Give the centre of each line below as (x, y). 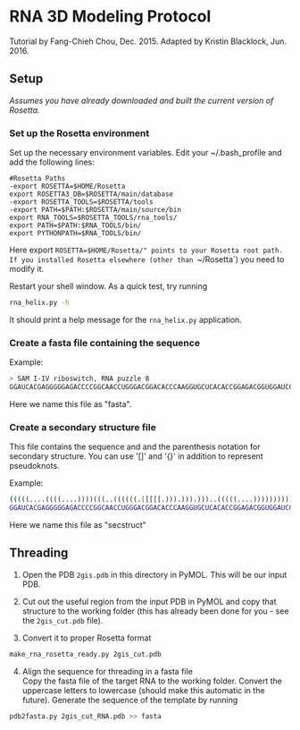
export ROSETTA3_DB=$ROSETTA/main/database (92, 194)
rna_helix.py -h (39, 303)
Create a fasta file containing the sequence (105, 343)
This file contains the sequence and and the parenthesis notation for (135, 447)
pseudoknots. (34, 466)
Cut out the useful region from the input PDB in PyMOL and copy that (149, 601)
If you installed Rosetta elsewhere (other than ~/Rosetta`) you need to (147, 259)
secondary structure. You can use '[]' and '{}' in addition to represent (136, 456)
